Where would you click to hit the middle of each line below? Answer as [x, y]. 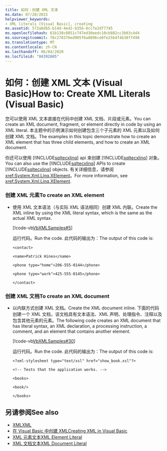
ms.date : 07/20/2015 [27, 15]
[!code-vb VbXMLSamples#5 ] [42, 228]
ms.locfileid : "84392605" [32, 56]
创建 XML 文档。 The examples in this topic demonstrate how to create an [81, 137]
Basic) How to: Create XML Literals [78, 94]
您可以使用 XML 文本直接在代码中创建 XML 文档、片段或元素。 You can [78, 119]
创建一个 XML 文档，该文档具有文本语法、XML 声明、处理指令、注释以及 [87, 314]
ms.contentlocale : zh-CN [31, 47]
